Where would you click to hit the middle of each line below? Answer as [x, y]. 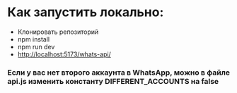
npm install [34, 39]
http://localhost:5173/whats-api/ [64, 54]
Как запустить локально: [86, 12]
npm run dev [36, 46]
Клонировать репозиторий [58, 32]
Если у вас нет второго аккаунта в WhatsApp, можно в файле [119, 73]
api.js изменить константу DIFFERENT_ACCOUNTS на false [113, 81]
